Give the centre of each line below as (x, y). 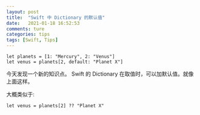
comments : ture (25, 29)
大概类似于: (21, 94)
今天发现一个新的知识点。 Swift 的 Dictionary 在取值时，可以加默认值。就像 (100, 74)
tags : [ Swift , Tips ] (32, 40)
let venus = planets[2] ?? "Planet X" (55, 106)
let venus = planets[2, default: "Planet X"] (65, 62)
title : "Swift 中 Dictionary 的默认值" (55, 18)
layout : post (23, 12)
